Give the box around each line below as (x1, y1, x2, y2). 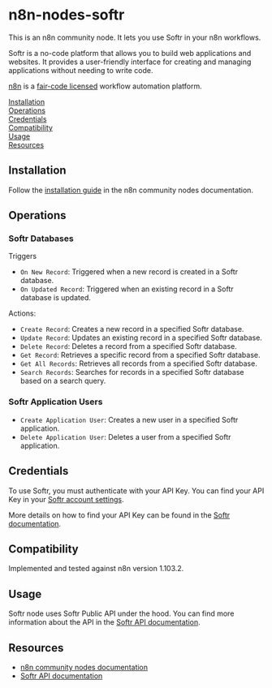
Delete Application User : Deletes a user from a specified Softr (19, 432, 231, 441)
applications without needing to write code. (8, 65, 153, 75)
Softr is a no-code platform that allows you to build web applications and (8, 48, 252, 58)
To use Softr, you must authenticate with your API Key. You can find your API (8, 485, 265, 496)
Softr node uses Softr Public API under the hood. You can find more (8, 608, 235, 618)
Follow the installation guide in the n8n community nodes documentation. (8, 185, 254, 195)
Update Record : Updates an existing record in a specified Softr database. (19, 333, 262, 342)
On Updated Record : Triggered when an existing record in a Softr (19, 284, 234, 294)
